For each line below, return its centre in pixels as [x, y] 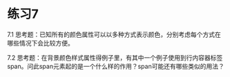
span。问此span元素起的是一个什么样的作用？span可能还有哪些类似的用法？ [116, 66]
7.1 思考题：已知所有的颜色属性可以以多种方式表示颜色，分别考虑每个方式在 [114, 34]
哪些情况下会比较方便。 [40, 43]
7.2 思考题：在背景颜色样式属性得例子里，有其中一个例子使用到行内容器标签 [115, 57]
